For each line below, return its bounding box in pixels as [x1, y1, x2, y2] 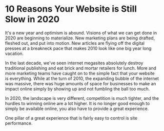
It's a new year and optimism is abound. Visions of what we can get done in [5, 30, 157, 36]
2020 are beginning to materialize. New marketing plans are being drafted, [5, 35, 155, 41]
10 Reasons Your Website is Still [5, 3, 137, 15]
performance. [5, 120, 33, 126]
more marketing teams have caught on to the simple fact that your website [5, 70, 155, 76]
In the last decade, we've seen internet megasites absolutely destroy [5, 60, 143, 66]
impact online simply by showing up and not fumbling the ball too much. [5, 86, 150, 92]
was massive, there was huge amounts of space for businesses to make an [5, 80, 156, 86]
